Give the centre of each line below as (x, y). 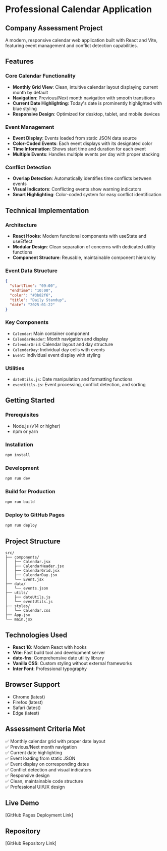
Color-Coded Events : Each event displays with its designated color (82, 143)
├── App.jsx (18, 615)
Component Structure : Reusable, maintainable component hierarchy (84, 257)
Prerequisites (22, 415)
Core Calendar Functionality (40, 76)
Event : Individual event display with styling (57, 355)
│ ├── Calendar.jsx (28, 562)
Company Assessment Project (54, 28)
